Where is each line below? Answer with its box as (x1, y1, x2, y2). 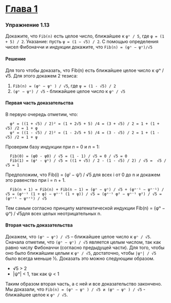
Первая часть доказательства (5, 100, 73, 106)
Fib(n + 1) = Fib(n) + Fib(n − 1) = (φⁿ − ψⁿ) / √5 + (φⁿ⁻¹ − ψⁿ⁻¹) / (10, 187, 164, 192)
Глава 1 (5, 3, 38, 15)
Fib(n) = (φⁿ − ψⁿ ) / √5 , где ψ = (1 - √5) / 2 (12, 83, 117, 89)
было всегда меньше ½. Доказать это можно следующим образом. (5, 255, 155, 262)
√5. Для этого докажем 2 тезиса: (5, 72, 78, 79)
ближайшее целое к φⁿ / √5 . (5, 292, 68, 298)
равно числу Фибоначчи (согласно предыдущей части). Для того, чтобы (5, 244, 165, 251)
